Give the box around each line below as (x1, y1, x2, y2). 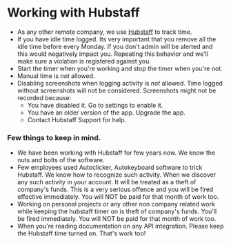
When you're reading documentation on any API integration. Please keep (17, 222, 224, 231)
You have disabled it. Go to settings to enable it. (27, 101, 163, 109)
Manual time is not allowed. (17, 71, 95, 80)
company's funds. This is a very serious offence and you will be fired (17, 185, 214, 194)
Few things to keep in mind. (7, 133, 101, 142)
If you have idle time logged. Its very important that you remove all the (17, 35, 217, 43)
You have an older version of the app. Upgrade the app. (27, 108, 186, 117)
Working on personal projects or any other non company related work (17, 200, 216, 208)
